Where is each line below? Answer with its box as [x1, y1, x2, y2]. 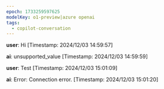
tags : [6, 20, 20, 26]
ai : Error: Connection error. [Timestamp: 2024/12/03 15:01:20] [6, 76, 159, 83]
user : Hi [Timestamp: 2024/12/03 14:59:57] [6, 42, 113, 49]
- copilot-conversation [11, 25, 71, 31]
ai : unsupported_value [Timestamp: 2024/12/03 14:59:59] [6, 53, 148, 60]
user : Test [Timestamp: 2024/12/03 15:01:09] [6, 65, 118, 72]
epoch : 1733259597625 [6, 8, 60, 15]
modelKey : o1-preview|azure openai [6, 14, 95, 20]
